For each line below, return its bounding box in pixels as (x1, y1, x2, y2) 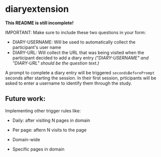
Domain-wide (12, 136, 41, 142)
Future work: (5, 95, 46, 103)
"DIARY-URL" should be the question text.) (12, 60, 99, 66)
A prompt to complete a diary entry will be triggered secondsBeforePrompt (5, 69, 155, 75)
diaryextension (5, 3, 69, 15)
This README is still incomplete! (5, 20, 74, 26)
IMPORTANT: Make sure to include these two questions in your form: (5, 29, 146, 35)
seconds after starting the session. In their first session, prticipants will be (5, 75, 157, 81)
